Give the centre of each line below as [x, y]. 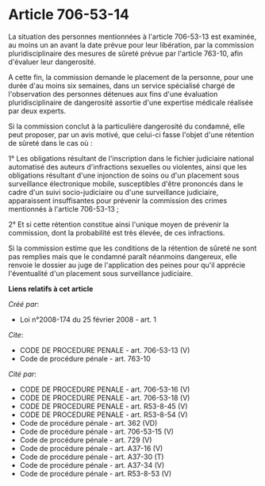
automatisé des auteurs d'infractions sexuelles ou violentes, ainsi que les [128, 166]
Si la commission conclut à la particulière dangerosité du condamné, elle [127, 126]
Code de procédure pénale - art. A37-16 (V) [91, 448]
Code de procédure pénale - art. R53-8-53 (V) [96, 473]
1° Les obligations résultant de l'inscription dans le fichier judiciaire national [131, 158]
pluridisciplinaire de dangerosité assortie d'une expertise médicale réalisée [131, 102]
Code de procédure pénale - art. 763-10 [85, 358]
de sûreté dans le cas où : [50, 143]
